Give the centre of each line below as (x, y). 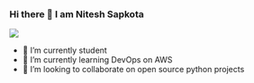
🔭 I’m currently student (65, 50)
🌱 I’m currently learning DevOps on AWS (97, 60)
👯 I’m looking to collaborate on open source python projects (133, 70)
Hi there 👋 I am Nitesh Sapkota (77, 14)
